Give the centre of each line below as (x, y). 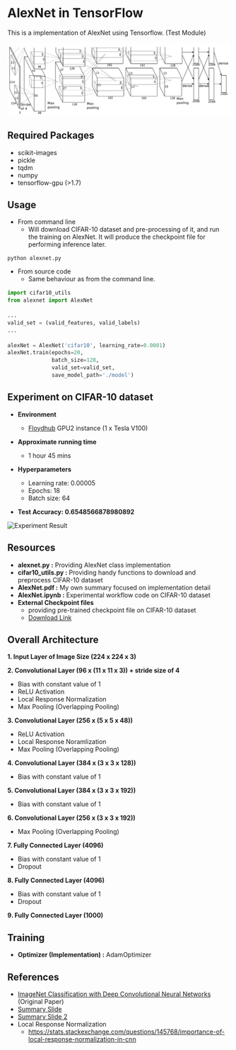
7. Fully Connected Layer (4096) (55, 845)
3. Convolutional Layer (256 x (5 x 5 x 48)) (70, 721)
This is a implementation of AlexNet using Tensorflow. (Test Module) (107, 33)
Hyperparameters (45, 469)
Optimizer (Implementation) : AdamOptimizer (84, 955)
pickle (26, 160)
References (33, 977)
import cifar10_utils (39, 293)
